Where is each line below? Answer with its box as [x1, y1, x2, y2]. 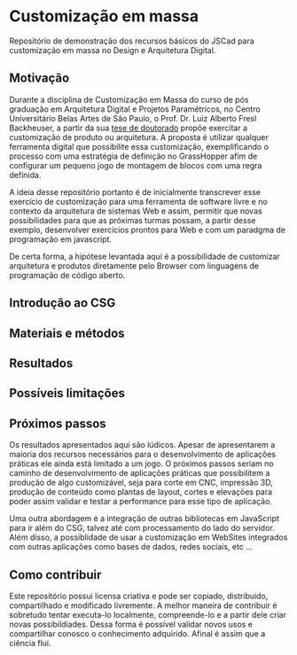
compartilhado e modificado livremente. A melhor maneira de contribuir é [9, 600, 277, 611]
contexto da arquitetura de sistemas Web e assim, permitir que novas [9, 206, 263, 216]
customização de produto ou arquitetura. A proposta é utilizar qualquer [9, 131, 269, 143]
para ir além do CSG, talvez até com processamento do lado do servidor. [9, 523, 275, 534]
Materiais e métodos [9, 325, 126, 340]
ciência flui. [9, 637, 51, 648]
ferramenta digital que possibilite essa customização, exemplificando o [9, 141, 269, 152]
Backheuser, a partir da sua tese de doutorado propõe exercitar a [9, 122, 248, 133]
